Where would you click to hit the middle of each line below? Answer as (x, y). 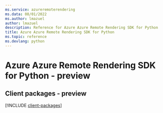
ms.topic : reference (26, 37)
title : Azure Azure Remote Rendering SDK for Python (60, 32)
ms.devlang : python (25, 41)
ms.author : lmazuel (25, 19)
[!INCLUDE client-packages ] (33, 105)
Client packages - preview (46, 94)
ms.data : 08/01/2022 (26, 14)
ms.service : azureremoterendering (40, 9)
